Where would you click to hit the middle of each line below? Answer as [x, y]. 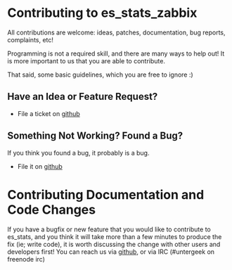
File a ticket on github [49, 113]
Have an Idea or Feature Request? [83, 97]
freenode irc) [26, 259]
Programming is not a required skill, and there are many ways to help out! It [116, 53]
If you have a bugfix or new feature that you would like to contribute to [109, 229]
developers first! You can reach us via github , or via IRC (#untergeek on [111, 252]
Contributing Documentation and [106, 194]
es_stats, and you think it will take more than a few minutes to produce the [115, 236]
